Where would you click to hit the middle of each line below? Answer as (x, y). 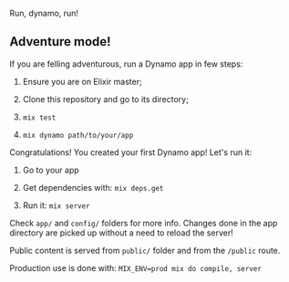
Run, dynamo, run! (44, 13)
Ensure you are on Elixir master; (83, 81)
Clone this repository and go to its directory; (105, 99)
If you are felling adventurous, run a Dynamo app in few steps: (126, 64)
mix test (39, 118)
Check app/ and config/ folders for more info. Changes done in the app (144, 223)
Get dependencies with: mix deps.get (93, 187)
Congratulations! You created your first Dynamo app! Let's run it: (131, 152)
